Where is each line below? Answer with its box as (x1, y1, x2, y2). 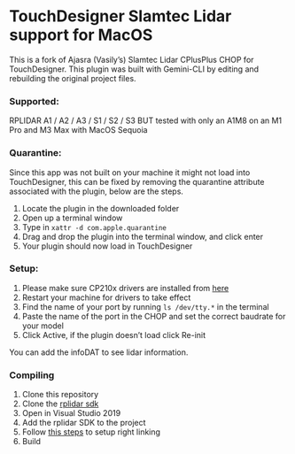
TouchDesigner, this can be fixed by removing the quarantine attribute (9, 176, 265, 187)
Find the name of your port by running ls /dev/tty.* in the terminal (21, 301, 269, 312)
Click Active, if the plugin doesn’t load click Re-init (21, 329, 206, 340)
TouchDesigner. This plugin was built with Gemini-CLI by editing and (9, 64, 260, 74)
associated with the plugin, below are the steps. (9, 186, 184, 196)
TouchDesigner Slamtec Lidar (9, 6, 232, 27)
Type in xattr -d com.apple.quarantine (21, 221, 167, 232)
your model (21, 320, 65, 331)
